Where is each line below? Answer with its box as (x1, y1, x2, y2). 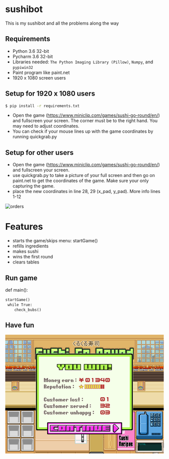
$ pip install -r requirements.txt (5, 103, 80, 109)
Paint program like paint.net (12, 69, 70, 75)
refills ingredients (12, 243, 49, 249)
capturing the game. (12, 183, 55, 189)
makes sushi (12, 248, 39, 254)
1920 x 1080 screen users (12, 74, 66, 81)
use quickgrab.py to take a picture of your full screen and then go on (12, 172, 155, 178)
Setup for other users (5, 148, 74, 157)
